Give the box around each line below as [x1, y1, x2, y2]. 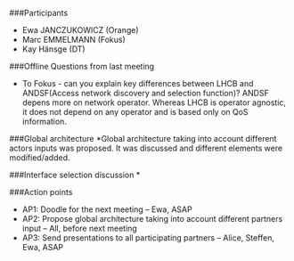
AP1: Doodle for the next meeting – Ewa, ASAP [21, 204, 193, 215]
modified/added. [9, 152, 70, 163]
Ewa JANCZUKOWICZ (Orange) [21, 25, 140, 35]
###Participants [9, 8, 69, 18]
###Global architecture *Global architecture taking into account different [9, 134, 277, 143]
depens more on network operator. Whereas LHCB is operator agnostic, [21, 97, 287, 108]
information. [21, 116, 67, 126]
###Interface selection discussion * [9, 169, 141, 180]
